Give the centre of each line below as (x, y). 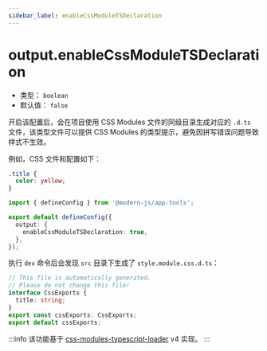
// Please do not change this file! (69, 286)
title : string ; (41, 300)
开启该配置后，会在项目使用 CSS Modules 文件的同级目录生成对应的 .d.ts (130, 122)
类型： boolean (44, 95)
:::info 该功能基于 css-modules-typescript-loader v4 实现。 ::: (109, 338)
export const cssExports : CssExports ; (73, 315)
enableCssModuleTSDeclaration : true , (85, 232)
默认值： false (44, 105)
